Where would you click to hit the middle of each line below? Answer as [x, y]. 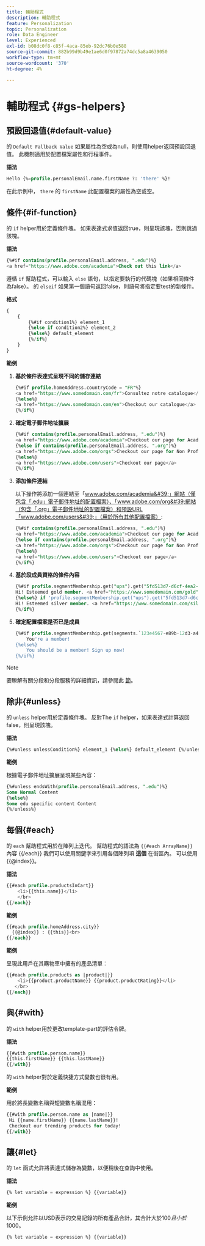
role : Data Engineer [33, 35]
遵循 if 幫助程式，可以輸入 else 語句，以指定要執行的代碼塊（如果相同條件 [100, 278]
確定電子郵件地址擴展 [42, 423]
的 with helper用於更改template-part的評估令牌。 [68, 1028]
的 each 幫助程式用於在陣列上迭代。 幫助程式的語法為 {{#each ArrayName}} [100, 846]
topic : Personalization [37, 29]
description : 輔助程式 [33, 18]
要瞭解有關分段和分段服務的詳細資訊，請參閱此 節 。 [71, 680]
